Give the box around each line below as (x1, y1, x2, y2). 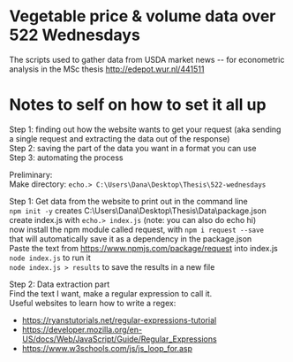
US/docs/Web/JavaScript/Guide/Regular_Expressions (21, 334, 218, 344)
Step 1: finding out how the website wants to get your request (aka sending (9, 124, 282, 135)
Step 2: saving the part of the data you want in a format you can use (9, 142, 257, 153)
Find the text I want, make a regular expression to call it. (9, 288, 213, 298)
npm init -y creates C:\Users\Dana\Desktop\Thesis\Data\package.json (9, 205, 267, 216)
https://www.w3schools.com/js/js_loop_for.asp (21, 343, 192, 353)
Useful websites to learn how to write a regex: (9, 297, 177, 308)
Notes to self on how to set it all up (9, 95, 267, 115)
